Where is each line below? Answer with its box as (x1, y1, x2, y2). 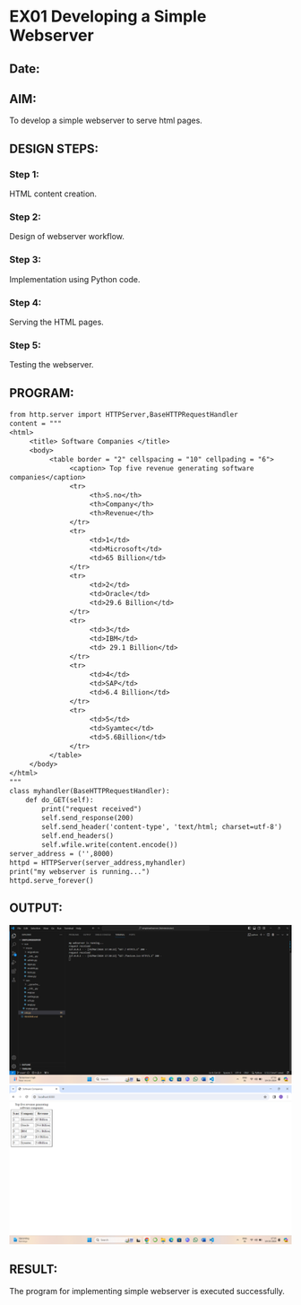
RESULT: (9, 1262, 58, 1277)
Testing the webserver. (9, 359, 94, 370)
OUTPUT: (9, 901, 63, 916)
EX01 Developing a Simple (9, 6, 207, 27)
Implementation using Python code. (9, 273, 141, 284)
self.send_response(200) (41, 814, 134, 823)
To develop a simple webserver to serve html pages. (9, 115, 203, 126)
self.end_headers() (41, 832, 115, 841)
